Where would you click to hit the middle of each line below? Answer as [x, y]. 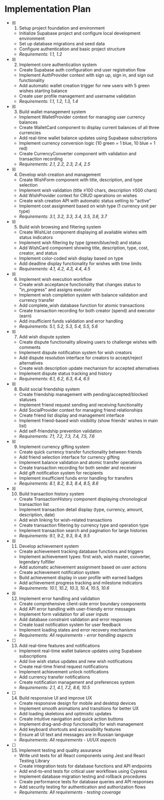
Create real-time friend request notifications [64, 667]
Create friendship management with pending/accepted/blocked [83, 394]
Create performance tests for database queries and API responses [86, 781]
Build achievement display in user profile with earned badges [81, 577]
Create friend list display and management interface [72, 415]
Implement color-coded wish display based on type [71, 258]
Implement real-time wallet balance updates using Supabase [80, 651]
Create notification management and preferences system [77, 682]
